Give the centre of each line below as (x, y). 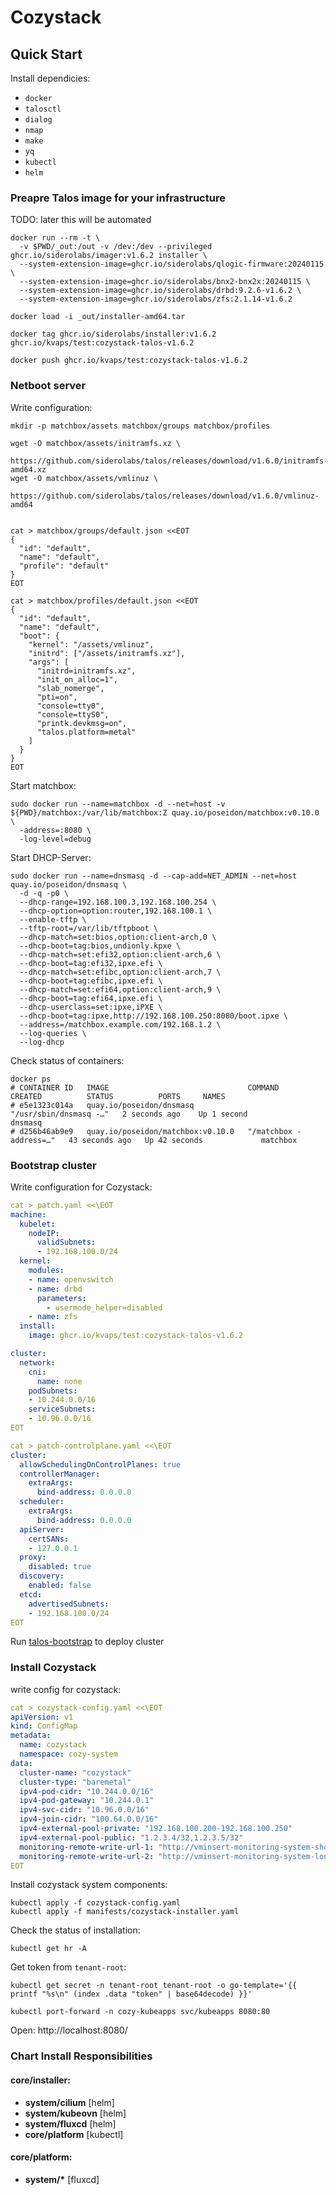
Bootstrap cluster (53, 1165)
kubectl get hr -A (48, 1949)
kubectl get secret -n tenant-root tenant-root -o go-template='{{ (154, 1986)
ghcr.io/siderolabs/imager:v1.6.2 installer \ (109, 256)
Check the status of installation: (75, 1930)
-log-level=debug (55, 839)
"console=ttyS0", (73, 714)
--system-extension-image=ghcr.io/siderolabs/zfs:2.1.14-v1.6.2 (156, 299)
